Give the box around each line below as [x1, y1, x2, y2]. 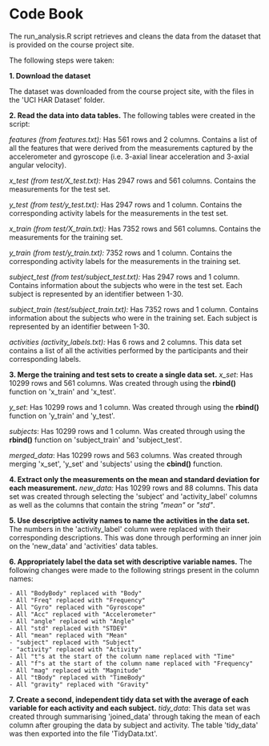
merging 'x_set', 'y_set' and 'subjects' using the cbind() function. [9, 459, 223, 468]
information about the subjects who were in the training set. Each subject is [9, 313, 258, 322]
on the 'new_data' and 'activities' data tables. [9, 541, 159, 550]
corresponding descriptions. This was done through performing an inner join [9, 533, 262, 542]
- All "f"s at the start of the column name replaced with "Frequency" [9, 659, 253, 667]
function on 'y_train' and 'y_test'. [9, 411, 115, 420]
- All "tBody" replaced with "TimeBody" [9, 673, 147, 682]
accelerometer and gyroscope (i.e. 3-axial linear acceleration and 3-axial [9, 152, 250, 161]
